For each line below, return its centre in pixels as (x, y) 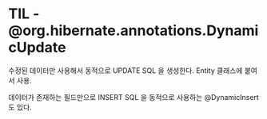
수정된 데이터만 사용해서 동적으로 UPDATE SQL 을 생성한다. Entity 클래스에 (126, 70)
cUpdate (37, 48)
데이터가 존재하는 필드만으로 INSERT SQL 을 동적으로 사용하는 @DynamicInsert (134, 97)
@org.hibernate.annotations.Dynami (133, 31)
